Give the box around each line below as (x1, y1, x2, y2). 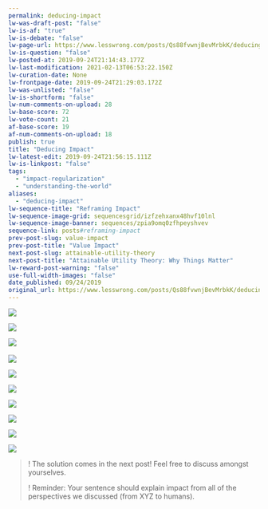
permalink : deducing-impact (8, 11, 102, 20)
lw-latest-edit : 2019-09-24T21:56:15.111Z (8, 152, 152, 160)
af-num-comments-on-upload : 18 (8, 130, 112, 138)
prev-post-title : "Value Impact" (8, 242, 120, 250)
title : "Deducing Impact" (8, 145, 94, 153)
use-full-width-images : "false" (8, 271, 116, 279)
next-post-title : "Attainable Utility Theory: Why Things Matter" (8, 256, 234, 264)
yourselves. (27, 468, 66, 477)
